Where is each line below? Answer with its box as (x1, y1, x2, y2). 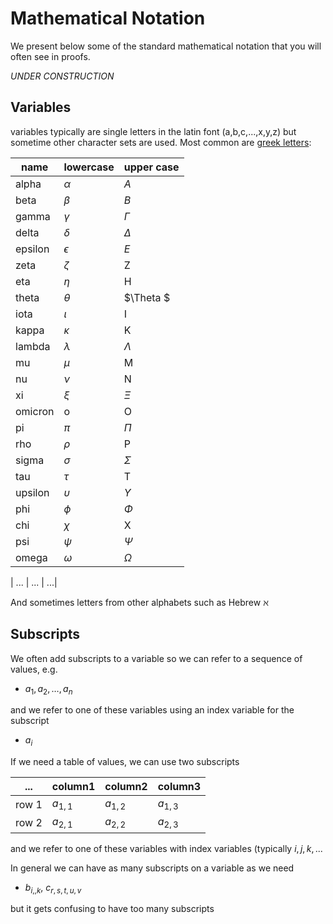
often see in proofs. (10, 50, 91, 62)
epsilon (15, 242, 50, 256)
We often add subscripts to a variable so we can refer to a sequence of (10, 652, 303, 664)
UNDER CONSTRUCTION (10, 70, 115, 82)
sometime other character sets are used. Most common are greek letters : (10, 136, 312, 148)
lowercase (63, 160, 115, 174)
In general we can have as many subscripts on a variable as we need (10, 862, 295, 874)
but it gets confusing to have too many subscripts (10, 903, 215, 915)
